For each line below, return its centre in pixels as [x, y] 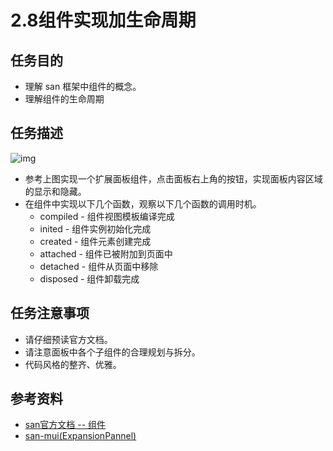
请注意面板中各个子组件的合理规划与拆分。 [112, 352]
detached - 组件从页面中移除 [99, 266]
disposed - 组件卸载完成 [89, 278]
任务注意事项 [50, 313]
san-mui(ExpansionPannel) [80, 436]
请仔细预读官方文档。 [68, 339]
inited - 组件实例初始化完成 [95, 228]
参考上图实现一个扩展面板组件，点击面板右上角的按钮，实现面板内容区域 [173, 178]
